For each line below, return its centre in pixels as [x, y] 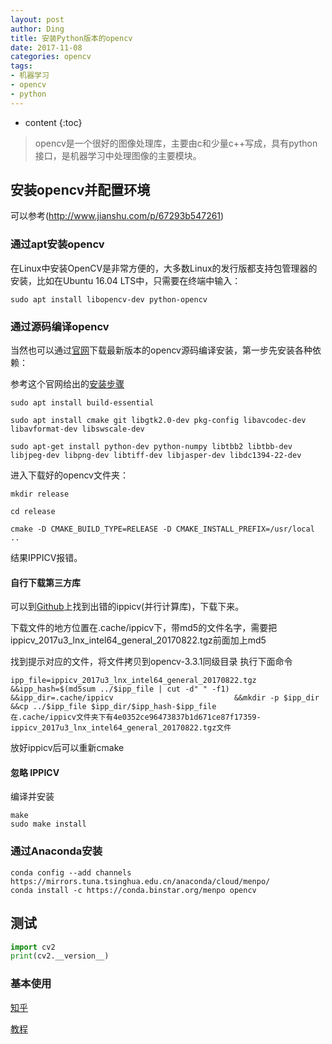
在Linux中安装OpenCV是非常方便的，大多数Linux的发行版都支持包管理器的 [164, 268]
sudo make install [48, 824]
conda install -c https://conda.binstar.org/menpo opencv [133, 890]
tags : [21, 66]
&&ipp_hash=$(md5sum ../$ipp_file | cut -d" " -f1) [120, 689]
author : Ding [37, 29]
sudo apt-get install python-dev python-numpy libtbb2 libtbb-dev [151, 447]
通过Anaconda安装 [56, 851]
